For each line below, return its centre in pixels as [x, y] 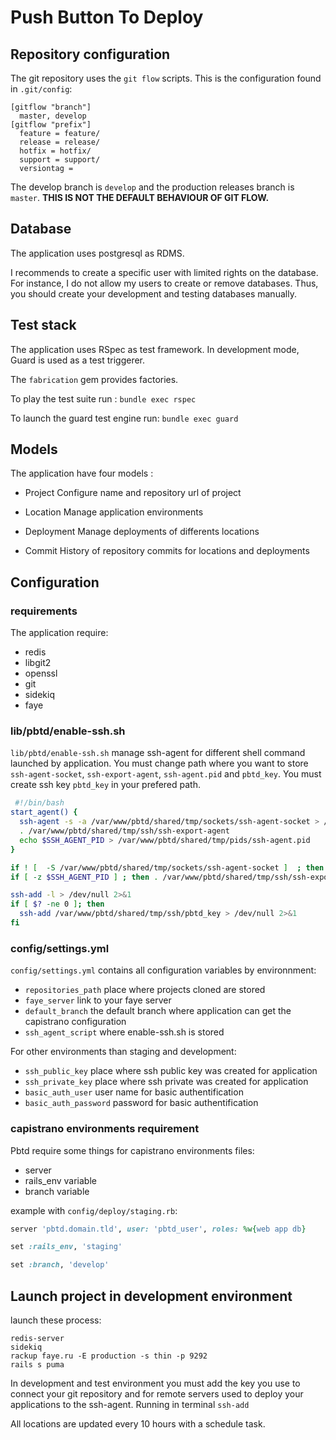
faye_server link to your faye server [98, 1000]
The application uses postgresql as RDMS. [97, 253]
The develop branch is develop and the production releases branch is [152, 187]
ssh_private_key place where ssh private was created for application [166, 1082]
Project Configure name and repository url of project [133, 493]
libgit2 [38, 663]
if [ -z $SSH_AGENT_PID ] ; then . [84, 877]
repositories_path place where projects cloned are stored [145, 990]
